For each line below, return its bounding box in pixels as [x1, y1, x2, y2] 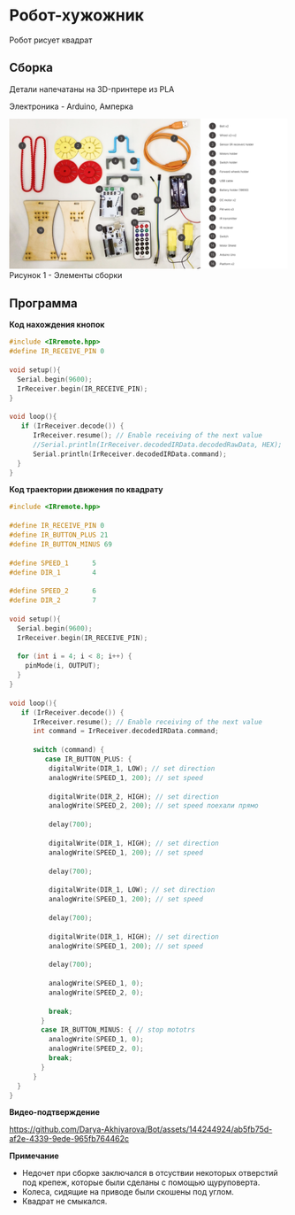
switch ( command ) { [32, 746, 104, 755]
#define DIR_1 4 [9, 568, 97, 577]
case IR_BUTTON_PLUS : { [44, 755, 132, 763]
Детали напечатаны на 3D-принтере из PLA [9, 83, 175, 94]
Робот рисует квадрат [9, 35, 93, 45]
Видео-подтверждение [9, 1107, 100, 1118]
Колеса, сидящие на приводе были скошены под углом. [21, 1187, 234, 1197]
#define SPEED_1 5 [9, 559, 97, 568]
